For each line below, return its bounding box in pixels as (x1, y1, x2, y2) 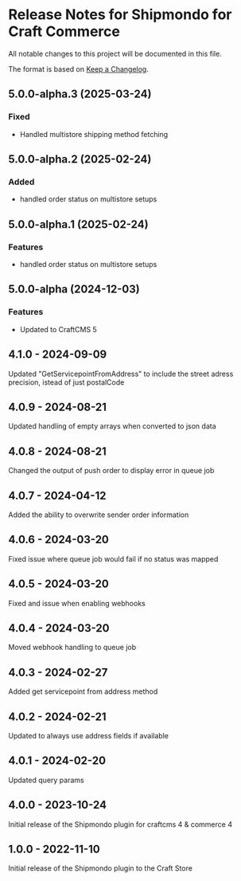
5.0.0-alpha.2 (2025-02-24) (8, 153, 152, 166)
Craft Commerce (8, 22, 121, 41)
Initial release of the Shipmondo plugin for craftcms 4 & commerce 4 (8, 819, 233, 829)
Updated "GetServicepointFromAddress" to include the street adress (8, 369, 234, 378)
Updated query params (8, 775, 85, 785)
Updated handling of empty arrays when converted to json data (8, 421, 216, 431)
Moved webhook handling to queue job (8, 643, 137, 652)
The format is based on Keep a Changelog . (8, 64, 149, 73)
